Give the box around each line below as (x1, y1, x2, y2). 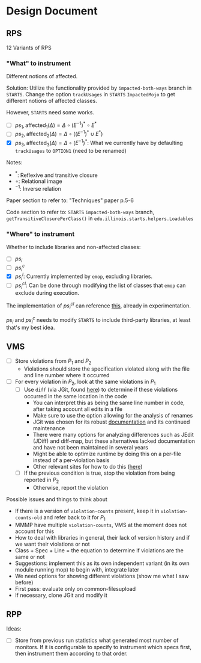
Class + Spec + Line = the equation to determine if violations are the (14, 547, 184, 554)
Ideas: (6, 625, 22, 632)
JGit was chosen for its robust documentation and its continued (32, 418, 190, 425)
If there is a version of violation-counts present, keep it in (14, 507, 160, 514)
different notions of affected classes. (6, 97, 97, 105)
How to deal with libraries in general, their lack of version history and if (14, 534, 190, 541)
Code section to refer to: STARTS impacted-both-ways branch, (6, 208, 155, 215)
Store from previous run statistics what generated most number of (14, 637, 179, 644)
